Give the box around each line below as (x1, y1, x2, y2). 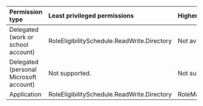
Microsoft (9, 73, 37, 81)
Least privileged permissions (48, 11, 134, 20)
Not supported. (48, 69, 92, 77)
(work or (9, 33, 34, 41)
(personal (9, 66, 37, 73)
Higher (178, 11, 198, 20)
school (9, 40, 29, 49)
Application (9, 90, 42, 98)
